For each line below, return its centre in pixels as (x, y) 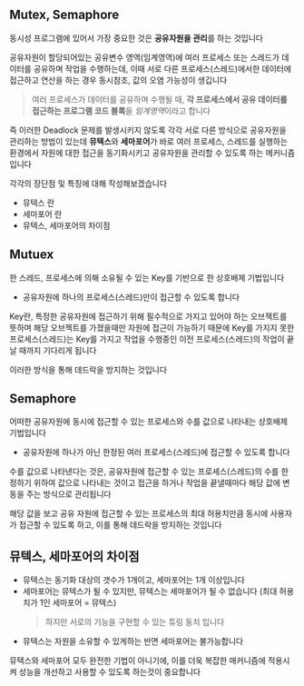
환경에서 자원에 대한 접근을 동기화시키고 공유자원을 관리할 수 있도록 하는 (137, 153)
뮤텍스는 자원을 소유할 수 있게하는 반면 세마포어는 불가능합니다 (132, 641)
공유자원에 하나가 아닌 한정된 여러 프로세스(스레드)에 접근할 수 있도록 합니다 (156, 452)
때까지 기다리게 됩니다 (58, 350)
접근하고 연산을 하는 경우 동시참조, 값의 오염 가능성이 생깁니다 (118, 80)
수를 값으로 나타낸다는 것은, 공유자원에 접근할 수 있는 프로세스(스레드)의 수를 (144, 472)
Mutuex (32, 255)
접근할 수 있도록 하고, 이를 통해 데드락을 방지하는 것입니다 (120, 525)
